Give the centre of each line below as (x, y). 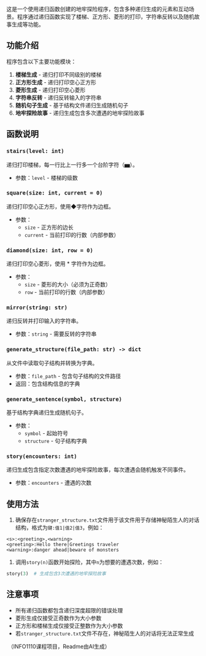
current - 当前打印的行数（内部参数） (72, 234)
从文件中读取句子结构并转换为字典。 (52, 363)
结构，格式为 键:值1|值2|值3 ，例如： (59, 528)
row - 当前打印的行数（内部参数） (66, 292)
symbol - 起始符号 (46, 433)
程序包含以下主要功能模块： (41, 61)
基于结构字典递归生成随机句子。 (47, 412)
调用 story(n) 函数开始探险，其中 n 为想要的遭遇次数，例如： (90, 562)
